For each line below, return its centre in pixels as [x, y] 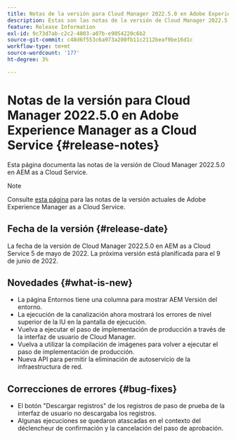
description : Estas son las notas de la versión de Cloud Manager [106, 20]
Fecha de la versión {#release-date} [88, 229]
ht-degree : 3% [28, 60]
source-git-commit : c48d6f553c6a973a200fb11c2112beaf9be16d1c [100, 40]
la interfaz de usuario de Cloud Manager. [77, 337]
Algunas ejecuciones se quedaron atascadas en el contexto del [109, 421]
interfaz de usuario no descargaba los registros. [87, 413]
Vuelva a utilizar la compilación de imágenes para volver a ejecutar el [118, 344]
